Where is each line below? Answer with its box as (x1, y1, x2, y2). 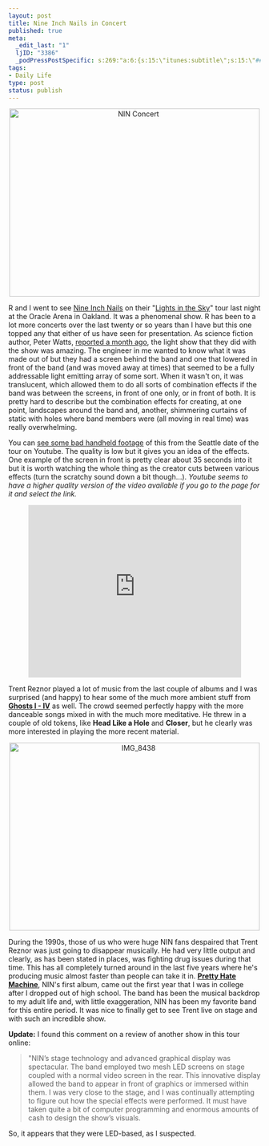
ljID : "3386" (15, 49, 59, 57)
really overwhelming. (8, 423, 78, 432)
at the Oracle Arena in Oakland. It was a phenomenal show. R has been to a (8, 312, 256, 322)
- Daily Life (8, 71, 52, 79)
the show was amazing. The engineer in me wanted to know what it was (8, 346, 247, 355)
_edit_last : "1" (15, 42, 70, 50)
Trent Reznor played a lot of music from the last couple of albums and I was (8, 684, 258, 694)
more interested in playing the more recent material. (8, 727, 179, 736)
